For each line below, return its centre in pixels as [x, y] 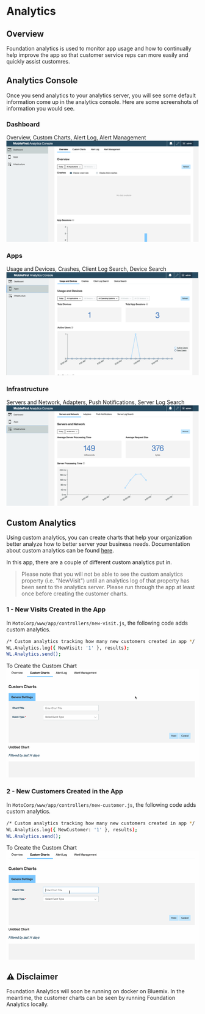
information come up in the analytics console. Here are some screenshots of [103, 101]
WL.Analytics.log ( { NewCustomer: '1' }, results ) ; [72, 829]
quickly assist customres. [38, 61]
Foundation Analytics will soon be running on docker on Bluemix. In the [95, 991]
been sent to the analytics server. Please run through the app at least [108, 587]
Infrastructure [28, 389]
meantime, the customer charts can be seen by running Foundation [91, 998]
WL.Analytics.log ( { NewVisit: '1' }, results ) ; [68, 648]
